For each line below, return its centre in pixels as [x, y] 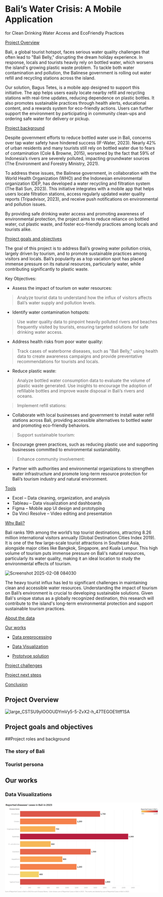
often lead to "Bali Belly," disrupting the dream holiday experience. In [74, 57]
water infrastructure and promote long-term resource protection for [80, 474]
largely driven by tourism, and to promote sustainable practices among [76, 253]
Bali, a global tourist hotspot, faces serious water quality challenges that [77, 52]
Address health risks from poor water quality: [57, 342]
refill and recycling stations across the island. [50, 78]
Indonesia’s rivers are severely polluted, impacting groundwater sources [77, 158]
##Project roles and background [37, 739]
